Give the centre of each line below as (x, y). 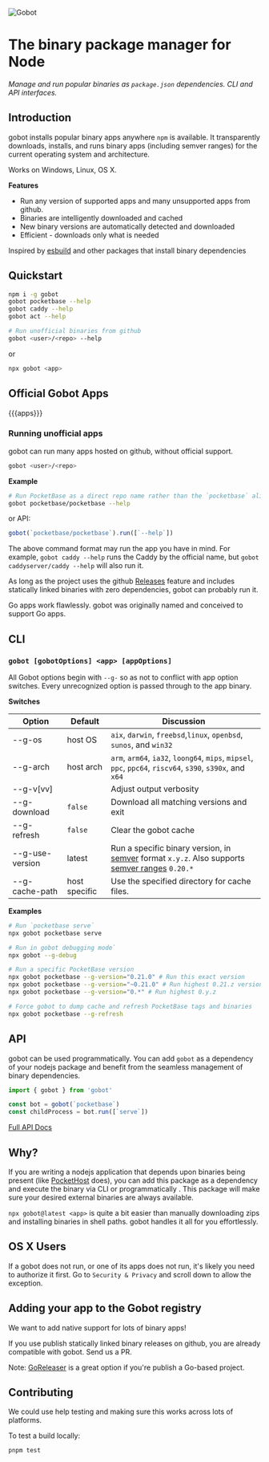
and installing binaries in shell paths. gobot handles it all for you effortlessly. (133, 1221)
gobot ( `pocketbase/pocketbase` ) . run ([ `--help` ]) (91, 534)
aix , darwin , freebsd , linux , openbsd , (177, 734)
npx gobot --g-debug (43, 955)
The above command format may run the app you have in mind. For (119, 549)
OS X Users (37, 1247)
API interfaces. (33, 92)
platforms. (25, 1420)
